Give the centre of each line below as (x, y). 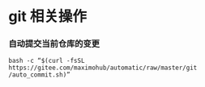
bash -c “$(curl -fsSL (47, 61)
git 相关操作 (48, 17)
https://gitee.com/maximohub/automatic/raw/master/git (103, 68)
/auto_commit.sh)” (39, 75)
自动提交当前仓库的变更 (54, 43)
